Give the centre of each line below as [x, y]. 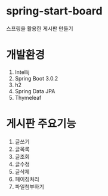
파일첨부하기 [30, 186]
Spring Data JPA [35, 91]
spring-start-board [54, 11]
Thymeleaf [28, 97]
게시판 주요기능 [41, 124]
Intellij [22, 72]
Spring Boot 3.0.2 [36, 78]
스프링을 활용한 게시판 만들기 [40, 28]
